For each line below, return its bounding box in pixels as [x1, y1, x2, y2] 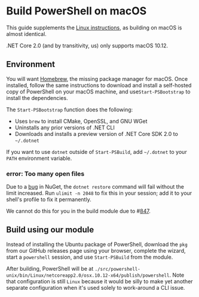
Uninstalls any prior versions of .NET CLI [14, 124, 115, 131]
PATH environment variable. [6, 154, 72, 162]
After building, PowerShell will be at [6, 265, 94, 272]
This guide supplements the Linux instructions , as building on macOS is [6, 24, 182, 31]
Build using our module [6, 225, 94, 235]
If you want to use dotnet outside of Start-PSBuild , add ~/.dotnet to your [6, 148, 187, 155]
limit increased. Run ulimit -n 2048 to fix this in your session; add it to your [6, 190, 192, 197]
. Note [169, 271, 185, 278]
